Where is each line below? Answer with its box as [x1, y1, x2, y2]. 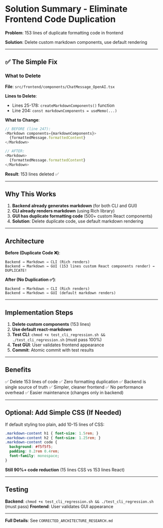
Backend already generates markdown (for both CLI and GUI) [12, 203, 137, 209]
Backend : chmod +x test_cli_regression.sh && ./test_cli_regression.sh [5, 498, 154, 504]
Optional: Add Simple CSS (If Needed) [5, 408, 122, 417]
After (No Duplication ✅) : [5, 277, 56, 282]
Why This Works [5, 190, 57, 198]
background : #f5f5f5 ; [9, 444, 53, 449]
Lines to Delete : [5, 93, 37, 99]
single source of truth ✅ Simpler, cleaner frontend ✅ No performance [5, 384, 144, 390]
